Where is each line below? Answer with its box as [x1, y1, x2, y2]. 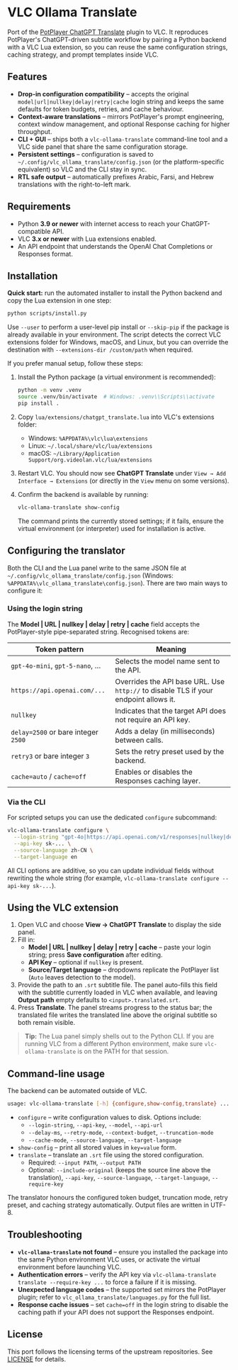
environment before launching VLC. [17, 1262, 122, 1271]
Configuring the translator [7, 545, 125, 557]
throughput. [17, 127, 52, 135]
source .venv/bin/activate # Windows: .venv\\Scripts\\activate [17, 393, 215, 400]
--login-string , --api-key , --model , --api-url [28, 1121, 163, 1129]
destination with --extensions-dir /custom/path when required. [7, 345, 193, 354]
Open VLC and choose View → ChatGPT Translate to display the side [17, 921, 222, 929]
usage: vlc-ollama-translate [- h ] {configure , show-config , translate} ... [7, 1100, 230, 1108]
